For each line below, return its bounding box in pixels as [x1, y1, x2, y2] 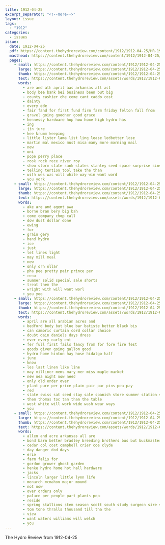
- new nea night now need [23, 374, 76, 379]
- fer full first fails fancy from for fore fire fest [23, 342, 137, 347]
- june [23, 356, 36, 361]
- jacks [23, 471, 38, 475]
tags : [5, 21, 16, 26]
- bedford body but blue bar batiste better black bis [23, 324, 137, 328]
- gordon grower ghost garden [23, 461, 84, 466]
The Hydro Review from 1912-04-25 [5, 534, 78, 540]
